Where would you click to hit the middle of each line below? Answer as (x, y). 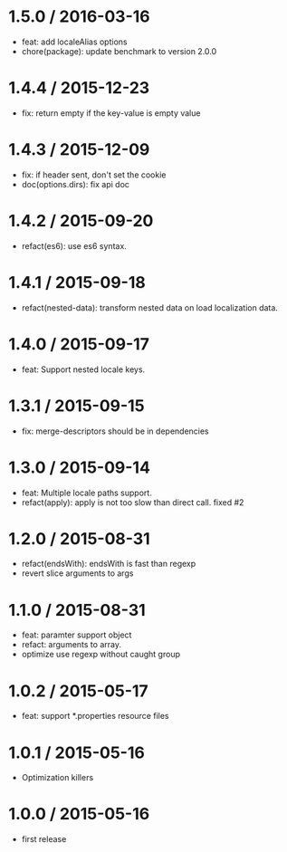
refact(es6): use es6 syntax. (74, 245)
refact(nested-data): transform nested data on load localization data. (149, 307)
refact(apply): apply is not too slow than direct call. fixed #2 (133, 502)
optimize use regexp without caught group (100, 655)
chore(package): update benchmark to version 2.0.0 (119, 51)
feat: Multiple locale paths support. (87, 493)
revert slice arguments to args (77, 573)
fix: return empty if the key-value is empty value (111, 113)
